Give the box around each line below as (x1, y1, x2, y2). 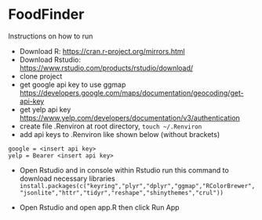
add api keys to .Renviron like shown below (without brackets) (19, 129, 220, 139)
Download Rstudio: (19, 55, 81, 64)
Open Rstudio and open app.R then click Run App (19, 202, 180, 212)
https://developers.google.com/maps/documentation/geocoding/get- (19, 88, 245, 97)
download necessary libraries (19, 174, 115, 183)
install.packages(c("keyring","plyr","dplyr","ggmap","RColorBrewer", (19, 182, 256, 189)
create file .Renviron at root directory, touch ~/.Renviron (19, 121, 202, 131)
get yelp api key (19, 104, 71, 114)
